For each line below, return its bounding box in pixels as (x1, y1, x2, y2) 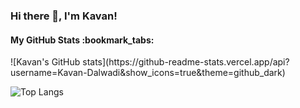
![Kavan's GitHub (10, 56, 81, 68)
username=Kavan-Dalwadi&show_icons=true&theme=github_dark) (10, 67, 286, 79)
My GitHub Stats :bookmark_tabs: (10, 34, 155, 46)
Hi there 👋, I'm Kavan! (10, 9, 118, 23)
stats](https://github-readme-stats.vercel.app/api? (82, 56, 290, 68)
